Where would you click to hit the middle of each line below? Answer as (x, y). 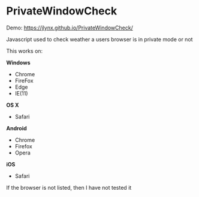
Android (16, 128)
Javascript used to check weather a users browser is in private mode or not (99, 39)
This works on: (25, 51)
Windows (18, 62)
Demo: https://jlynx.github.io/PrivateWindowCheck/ (70, 28)
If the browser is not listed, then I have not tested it (69, 187)
